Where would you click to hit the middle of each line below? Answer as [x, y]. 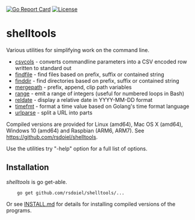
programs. [19, 210]
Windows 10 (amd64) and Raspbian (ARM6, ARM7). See [75, 130]
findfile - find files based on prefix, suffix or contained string [89, 74]
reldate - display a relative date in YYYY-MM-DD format [84, 100]
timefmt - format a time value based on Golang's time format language [102, 106]
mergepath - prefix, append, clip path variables [73, 87]
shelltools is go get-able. [37, 182]
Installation [28, 168]
